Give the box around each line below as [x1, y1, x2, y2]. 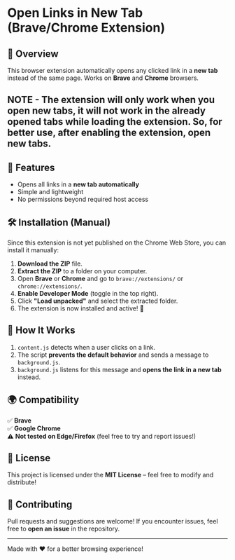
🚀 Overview [7, 48, 59, 60]
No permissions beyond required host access [17, 195, 149, 204]
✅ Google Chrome [7, 424, 61, 432]
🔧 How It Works [7, 325, 76, 336]
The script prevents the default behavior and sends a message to [17, 350, 209, 359]
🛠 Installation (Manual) [7, 216, 111, 228]
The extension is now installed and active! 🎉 [17, 304, 145, 313]
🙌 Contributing [7, 498, 73, 510]
